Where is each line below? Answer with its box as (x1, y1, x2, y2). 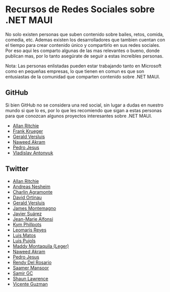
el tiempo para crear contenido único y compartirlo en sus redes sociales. (5, 42, 161, 48)
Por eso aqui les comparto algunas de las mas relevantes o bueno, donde (5, 47, 160, 54)
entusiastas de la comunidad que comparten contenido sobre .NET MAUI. (5, 73, 160, 79)
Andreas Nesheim (12, 183, 51, 190)
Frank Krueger (12, 128, 43, 134)
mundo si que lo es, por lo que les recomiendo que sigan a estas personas (5, 107, 162, 113)
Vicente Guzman (12, 281, 48, 287)
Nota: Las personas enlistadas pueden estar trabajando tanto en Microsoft (5, 63, 162, 69)
